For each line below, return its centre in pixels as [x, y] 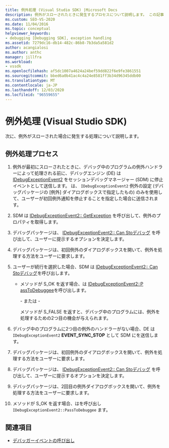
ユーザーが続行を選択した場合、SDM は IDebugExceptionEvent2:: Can [85, 267]
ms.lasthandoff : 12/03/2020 [35, 90]
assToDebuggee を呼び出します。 [54, 290]
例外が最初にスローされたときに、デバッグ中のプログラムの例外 [79, 167]
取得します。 [48, 222]
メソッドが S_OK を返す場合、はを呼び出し [57, 403]
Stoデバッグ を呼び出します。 [42, 273]
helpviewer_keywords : [28, 33]
